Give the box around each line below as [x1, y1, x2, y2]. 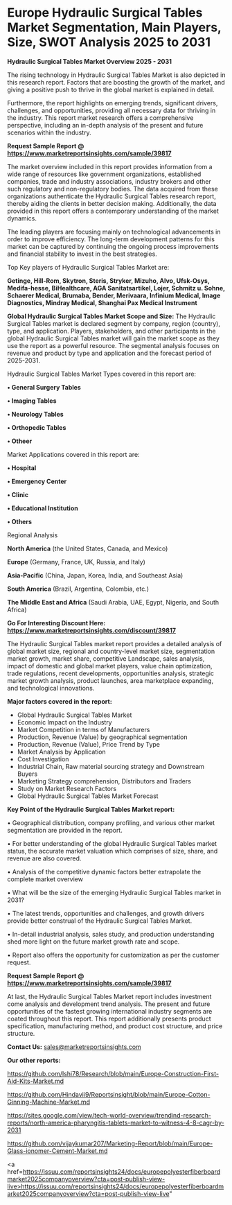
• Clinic [7, 490, 29, 499]
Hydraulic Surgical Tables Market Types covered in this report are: [7, 370, 196, 378]
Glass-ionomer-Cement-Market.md [7, 1146, 108, 1155]
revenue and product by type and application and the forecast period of [7, 349, 212, 357]
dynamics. [7, 214, 37, 223]
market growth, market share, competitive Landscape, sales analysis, [7, 654, 205, 663]
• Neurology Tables [7, 410, 64, 418]
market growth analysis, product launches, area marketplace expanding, [7, 676, 213, 684]
